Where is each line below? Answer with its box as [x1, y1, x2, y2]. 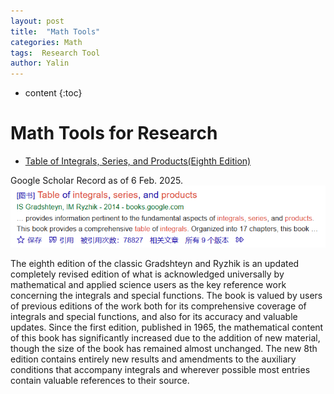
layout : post [10, 16, 65, 26]
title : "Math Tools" [10, 26, 101, 37]
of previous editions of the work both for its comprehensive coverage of [10, 300, 307, 312]
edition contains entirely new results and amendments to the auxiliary [10, 353, 297, 365]
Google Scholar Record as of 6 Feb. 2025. [10, 175, 183, 187]
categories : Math [10, 37, 83, 47]
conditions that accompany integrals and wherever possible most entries [10, 364, 311, 376]
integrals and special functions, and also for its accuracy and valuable [10, 311, 298, 323]
